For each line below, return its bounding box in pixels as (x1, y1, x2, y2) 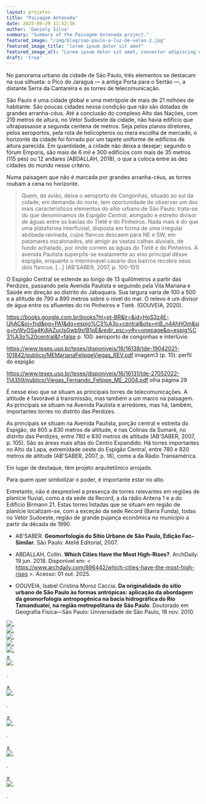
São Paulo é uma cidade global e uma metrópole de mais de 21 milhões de (6, 96, 194, 104)
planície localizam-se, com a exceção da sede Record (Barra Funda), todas (6, 507, 196, 515)
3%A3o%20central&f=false (6, 332, 76, 340)
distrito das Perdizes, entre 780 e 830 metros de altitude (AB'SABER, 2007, (6, 432, 196, 440)
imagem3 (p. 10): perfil (134, 351, 192, 359)
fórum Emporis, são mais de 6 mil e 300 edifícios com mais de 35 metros (6, 148, 191, 156)
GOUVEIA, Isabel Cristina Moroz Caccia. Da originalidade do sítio (15, 582, 181, 589)
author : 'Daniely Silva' (6, 26, 70, 33)
